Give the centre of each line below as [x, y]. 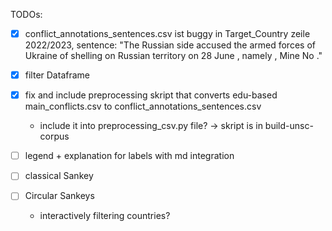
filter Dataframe [57, 75]
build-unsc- [289, 126]
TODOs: [26, 14]
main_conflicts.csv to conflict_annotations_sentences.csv [143, 106]
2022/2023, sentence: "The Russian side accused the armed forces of [170, 45]
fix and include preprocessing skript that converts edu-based [151, 95]
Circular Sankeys [59, 196]
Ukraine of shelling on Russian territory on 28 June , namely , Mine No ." [173, 56]
